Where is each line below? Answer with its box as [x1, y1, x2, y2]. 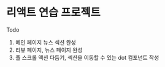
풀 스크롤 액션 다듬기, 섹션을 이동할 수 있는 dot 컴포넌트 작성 [15, 54, 159, 61]
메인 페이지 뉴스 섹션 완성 [15, 38, 77, 46]
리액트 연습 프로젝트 [6, 5, 101, 19]
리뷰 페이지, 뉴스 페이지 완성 [15, 46, 83, 54]
